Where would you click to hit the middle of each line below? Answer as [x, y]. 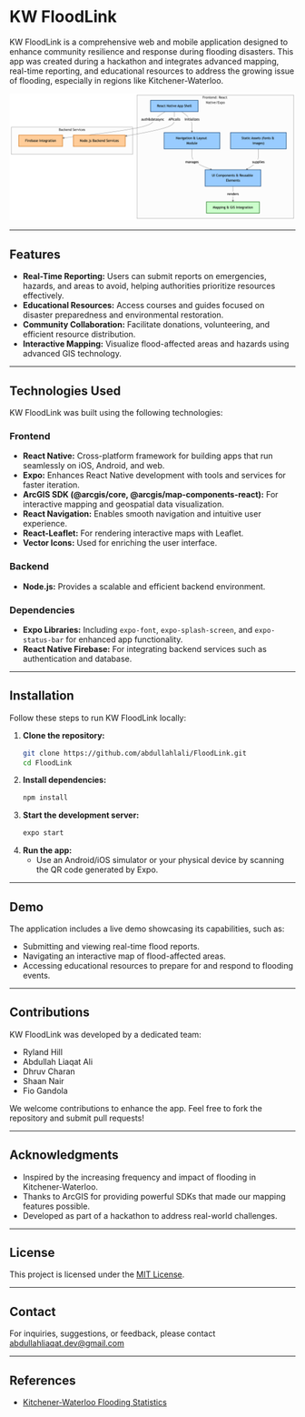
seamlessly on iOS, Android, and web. [93, 466]
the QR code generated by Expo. [97, 869]
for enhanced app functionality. [124, 639]
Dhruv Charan [49, 1071]
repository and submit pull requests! [77, 1118]
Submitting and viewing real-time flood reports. [111, 947]
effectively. [43, 296]
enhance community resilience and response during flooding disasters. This [152, 51]
